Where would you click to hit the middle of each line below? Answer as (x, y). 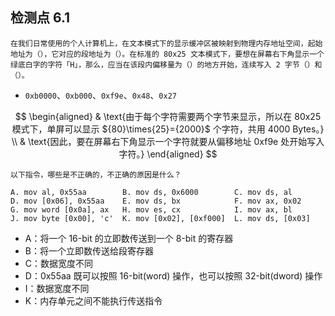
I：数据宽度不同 (57, 288)
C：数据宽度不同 (59, 263)
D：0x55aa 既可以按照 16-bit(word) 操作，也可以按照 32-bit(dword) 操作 (173, 275)
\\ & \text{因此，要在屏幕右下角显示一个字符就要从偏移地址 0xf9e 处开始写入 (168, 141)
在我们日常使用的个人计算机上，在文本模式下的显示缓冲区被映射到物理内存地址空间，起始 (166, 43)
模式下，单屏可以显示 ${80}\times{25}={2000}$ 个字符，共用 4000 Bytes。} (168, 129)
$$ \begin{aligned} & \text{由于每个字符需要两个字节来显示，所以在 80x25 (168, 116)
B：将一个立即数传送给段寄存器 (89, 250)
